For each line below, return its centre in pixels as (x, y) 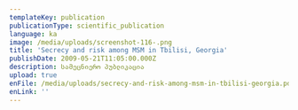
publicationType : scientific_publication (87, 26)
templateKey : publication (57, 17)
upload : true (33, 75)
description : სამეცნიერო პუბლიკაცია (77, 67)
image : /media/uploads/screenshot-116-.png (91, 42)
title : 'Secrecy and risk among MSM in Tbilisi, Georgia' (118, 51)
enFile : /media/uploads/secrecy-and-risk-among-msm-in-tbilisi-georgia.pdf (152, 83)
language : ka (33, 34)
